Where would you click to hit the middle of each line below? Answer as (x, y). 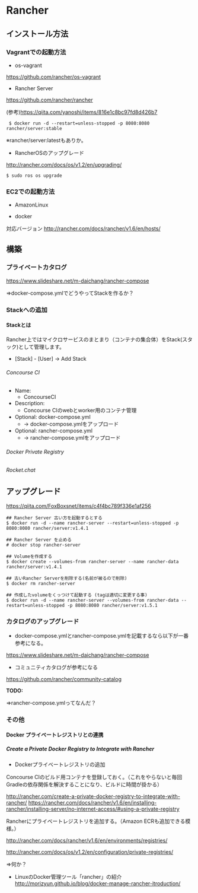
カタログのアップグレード (43, 622)
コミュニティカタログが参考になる (56, 667)
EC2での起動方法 (31, 192)
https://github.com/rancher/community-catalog (64, 679)
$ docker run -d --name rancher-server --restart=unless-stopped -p (92, 523)
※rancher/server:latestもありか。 (47, 140)
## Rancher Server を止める (39, 540)
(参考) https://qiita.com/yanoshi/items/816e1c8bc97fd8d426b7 (82, 112)
